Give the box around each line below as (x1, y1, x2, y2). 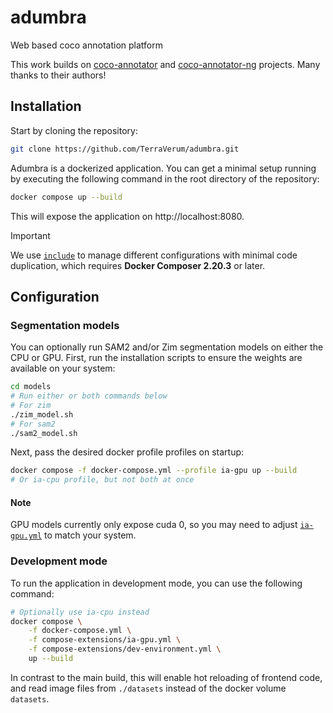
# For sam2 (10, 419, 56, 429)
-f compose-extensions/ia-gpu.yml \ (28, 635, 182, 645)
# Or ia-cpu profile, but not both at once (10, 475, 195, 485)
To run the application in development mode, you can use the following (10, 577, 303, 589)
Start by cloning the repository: (10, 124, 138, 136)
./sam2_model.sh (10, 428, 78, 438)
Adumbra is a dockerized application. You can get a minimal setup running (10, 162, 317, 174)
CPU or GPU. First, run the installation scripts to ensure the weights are (10, 352, 303, 364)
